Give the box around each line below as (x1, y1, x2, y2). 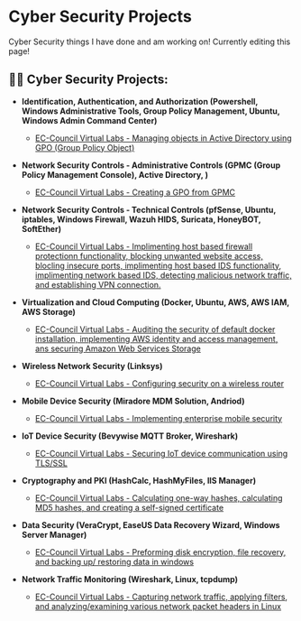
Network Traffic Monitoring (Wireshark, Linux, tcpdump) (21, 573, 238, 584)
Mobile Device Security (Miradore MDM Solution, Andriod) (21, 395, 245, 406)
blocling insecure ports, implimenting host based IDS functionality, (34, 260, 282, 271)
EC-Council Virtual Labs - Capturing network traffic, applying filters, (34, 591, 288, 602)
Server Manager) (21, 529, 87, 540)
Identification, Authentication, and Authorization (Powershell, (21, 96, 259, 107)
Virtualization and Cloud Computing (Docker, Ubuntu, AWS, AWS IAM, (21, 296, 290, 308)
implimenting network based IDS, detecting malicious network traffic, (34, 269, 292, 281)
